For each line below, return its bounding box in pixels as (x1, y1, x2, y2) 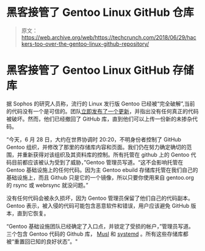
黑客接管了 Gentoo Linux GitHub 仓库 (6, 5, 194, 19)
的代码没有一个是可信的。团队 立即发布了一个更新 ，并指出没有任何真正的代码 (6, 107, 199, 115)
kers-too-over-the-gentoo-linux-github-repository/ (21, 40, 149, 48)
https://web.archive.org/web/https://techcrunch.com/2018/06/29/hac (21, 34, 196, 41)
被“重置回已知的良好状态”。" (6, 238, 78, 245)
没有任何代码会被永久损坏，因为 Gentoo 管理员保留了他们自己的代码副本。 (6, 194, 193, 202)
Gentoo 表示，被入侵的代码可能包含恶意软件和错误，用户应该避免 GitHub (6, 202, 190, 209)
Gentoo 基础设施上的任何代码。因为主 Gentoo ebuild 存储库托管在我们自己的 (6, 166, 198, 174)
